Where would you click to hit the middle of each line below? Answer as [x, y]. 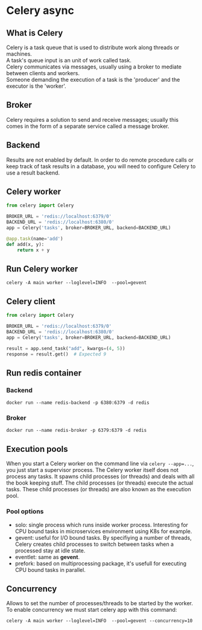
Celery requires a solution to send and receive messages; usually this [93, 119]
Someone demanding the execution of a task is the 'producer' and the [93, 80]
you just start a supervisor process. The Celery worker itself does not [93, 470]
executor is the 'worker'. [36, 86]
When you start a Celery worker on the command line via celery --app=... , [100, 463]
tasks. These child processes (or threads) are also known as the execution [99, 489]
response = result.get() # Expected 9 [56, 354]
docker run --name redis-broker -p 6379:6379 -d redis [77, 431]
